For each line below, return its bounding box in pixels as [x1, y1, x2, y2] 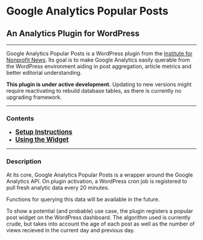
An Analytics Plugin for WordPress [6, 28, 140, 39]
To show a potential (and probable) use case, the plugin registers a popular [6, 207, 193, 215]
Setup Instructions [14, 128, 72, 136]
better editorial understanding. [6, 69, 82, 76]
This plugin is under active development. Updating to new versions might [6, 81, 192, 88]
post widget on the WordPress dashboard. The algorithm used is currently [6, 213, 191, 221]
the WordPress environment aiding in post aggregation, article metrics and [6, 63, 192, 70]
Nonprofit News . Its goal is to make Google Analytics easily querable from [6, 56, 190, 63]
